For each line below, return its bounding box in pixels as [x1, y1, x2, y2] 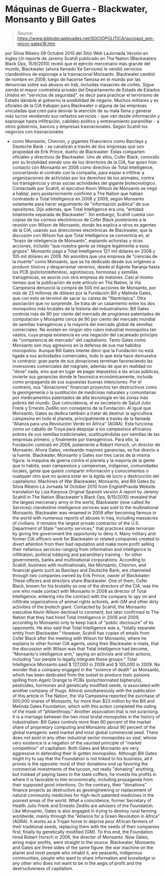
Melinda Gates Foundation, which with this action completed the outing [12, 703, 157, 709]
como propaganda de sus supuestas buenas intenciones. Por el [12, 379, 142, 385]
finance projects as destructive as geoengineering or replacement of [12, 787, 152, 793]
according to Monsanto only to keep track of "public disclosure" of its [12, 619, 154, 625]
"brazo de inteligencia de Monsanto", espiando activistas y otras [12, 237, 143, 243]
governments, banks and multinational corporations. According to [12, 556, 146, 562]
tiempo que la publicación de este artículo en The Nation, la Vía [12, 279, 141, 285]
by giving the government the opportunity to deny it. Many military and [12, 530, 156, 536]
